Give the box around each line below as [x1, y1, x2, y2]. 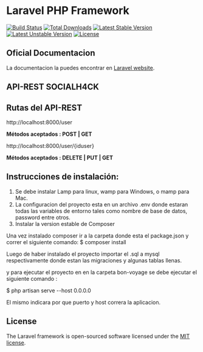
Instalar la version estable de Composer [15, 220, 115, 227]
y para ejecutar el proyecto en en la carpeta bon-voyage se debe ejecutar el [6, 269, 198, 276]
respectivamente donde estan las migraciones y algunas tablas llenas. [6, 256, 182, 264]
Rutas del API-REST [6, 102, 83, 113]
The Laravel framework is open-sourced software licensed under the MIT [6, 333, 190, 340]
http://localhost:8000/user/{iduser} [6, 142, 94, 149]
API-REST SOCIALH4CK [6, 82, 99, 92]
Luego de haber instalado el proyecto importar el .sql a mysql [6, 250, 160, 258]
